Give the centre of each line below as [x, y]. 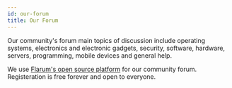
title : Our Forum [33, 20]
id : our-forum [28, 14]
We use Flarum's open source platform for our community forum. [102, 69]
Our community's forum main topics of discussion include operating [106, 40]
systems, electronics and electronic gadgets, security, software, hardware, [116, 48]
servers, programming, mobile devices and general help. [89, 55]
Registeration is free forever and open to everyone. [82, 76]
